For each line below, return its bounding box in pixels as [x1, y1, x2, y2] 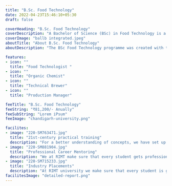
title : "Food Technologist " [10, 64, 72, 69]
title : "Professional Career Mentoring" [10, 149, 97, 154]
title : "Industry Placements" [10, 163, 74, 169]
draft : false [5, 17, 33, 22]
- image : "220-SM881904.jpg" [5, 144, 68, 150]
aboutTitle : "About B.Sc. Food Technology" [5, 40, 100, 46]
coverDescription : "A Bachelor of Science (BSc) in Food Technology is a [5, 31, 166, 36]
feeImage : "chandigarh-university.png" [5, 116, 91, 121]
